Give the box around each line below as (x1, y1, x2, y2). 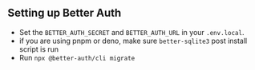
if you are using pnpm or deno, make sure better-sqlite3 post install (18, 36, 248, 45)
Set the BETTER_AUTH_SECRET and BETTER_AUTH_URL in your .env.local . (18, 27, 245, 37)
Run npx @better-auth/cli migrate (18, 52, 136, 62)
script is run (18, 44, 59, 54)
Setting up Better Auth (7, 6, 122, 20)
